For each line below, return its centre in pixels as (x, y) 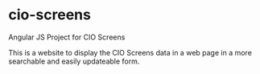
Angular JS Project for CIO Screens (67, 37)
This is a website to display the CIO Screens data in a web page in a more (130, 52)
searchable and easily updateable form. (74, 61)
